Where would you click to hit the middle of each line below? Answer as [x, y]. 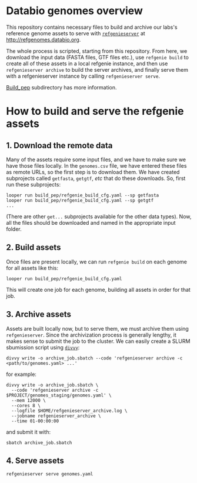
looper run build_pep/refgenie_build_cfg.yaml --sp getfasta [83, 195]
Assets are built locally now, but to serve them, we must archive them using [98, 328]
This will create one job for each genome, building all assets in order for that [98, 289]
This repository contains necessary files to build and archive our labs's [92, 27]
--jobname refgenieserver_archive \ [56, 416]
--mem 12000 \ [29, 400]
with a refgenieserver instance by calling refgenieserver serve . [83, 76]
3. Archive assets [39, 314]
